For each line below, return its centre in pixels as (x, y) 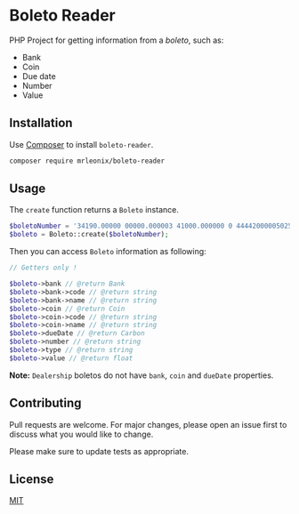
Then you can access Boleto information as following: (108, 252)
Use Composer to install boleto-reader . (81, 144)
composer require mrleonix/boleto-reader (87, 161)
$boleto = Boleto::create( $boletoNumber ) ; (89, 235)
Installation (41, 123)
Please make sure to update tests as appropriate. (99, 451)
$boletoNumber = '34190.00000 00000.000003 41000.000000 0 (121, 226)
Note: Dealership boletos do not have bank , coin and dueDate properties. (141, 375)
